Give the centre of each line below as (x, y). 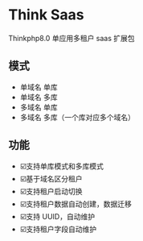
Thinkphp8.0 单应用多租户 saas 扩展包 (71, 38)
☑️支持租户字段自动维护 (58, 229)
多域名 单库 (39, 107)
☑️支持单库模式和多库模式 (62, 166)
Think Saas (46, 15)
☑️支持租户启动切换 (51, 191)
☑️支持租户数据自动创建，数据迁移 (76, 204)
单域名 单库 (39, 87)
